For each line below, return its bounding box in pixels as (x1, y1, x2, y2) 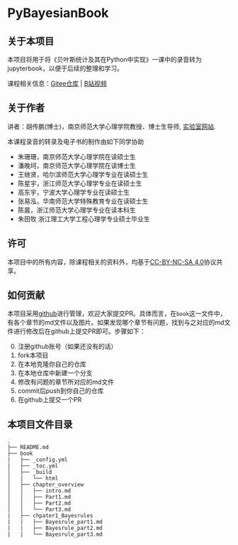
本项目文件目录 (7, 418, 73, 431)
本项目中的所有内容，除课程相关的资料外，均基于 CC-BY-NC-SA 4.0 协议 (7, 257, 217, 266)
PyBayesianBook (7, 5, 109, 21)
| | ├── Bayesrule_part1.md (7, 519, 103, 526)
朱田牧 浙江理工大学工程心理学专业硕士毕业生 (17, 215, 150, 223)
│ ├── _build (7, 469, 52, 476)
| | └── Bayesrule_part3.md (7, 531, 103, 538)
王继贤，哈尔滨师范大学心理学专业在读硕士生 (17, 170, 149, 178)
